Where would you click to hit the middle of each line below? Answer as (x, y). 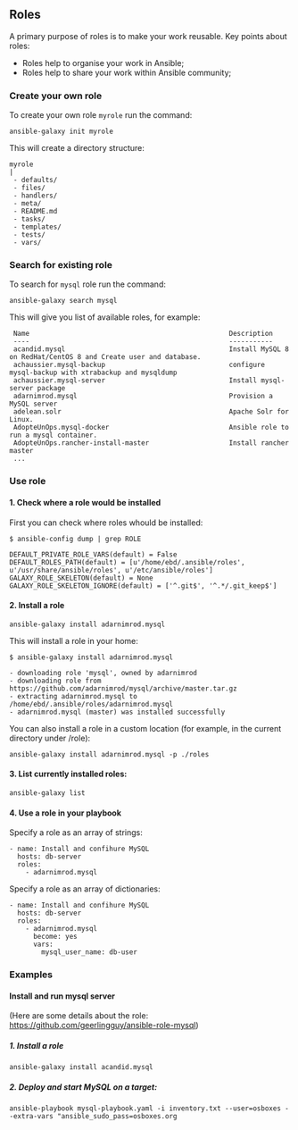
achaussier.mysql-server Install (135, 381)
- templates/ (37, 227)
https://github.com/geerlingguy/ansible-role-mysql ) (104, 1025)
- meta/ (27, 204)
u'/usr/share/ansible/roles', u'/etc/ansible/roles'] (112, 570)
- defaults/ (35, 180)
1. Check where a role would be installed (85, 502)
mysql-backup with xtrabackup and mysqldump (93, 373)
